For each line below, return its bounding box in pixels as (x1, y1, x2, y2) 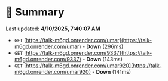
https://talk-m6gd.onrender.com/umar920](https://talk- (26, 62, 162, 69)
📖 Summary (5, 5, 65, 19)
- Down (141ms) (91, 68, 132, 75)
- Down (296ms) (82, 43, 124, 50)
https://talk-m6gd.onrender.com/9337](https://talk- (26, 49, 152, 56)
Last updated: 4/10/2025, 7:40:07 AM (5, 25, 101, 32)
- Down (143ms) (82, 55, 123, 63)
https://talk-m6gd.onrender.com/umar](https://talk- (26, 36, 152, 43)
